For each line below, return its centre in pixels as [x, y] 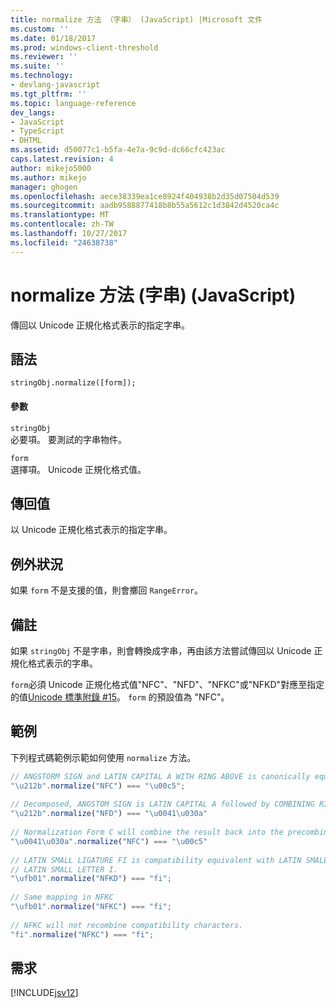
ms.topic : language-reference [73, 103]
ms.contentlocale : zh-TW [62, 224]
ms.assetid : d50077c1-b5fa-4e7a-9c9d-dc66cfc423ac [118, 150]
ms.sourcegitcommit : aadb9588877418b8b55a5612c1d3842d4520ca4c [145, 206]
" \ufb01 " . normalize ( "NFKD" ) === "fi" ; [91, 879]
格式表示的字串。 [62, 663]
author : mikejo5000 [51, 168]
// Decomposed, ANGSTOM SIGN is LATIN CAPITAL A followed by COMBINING [162, 804]
